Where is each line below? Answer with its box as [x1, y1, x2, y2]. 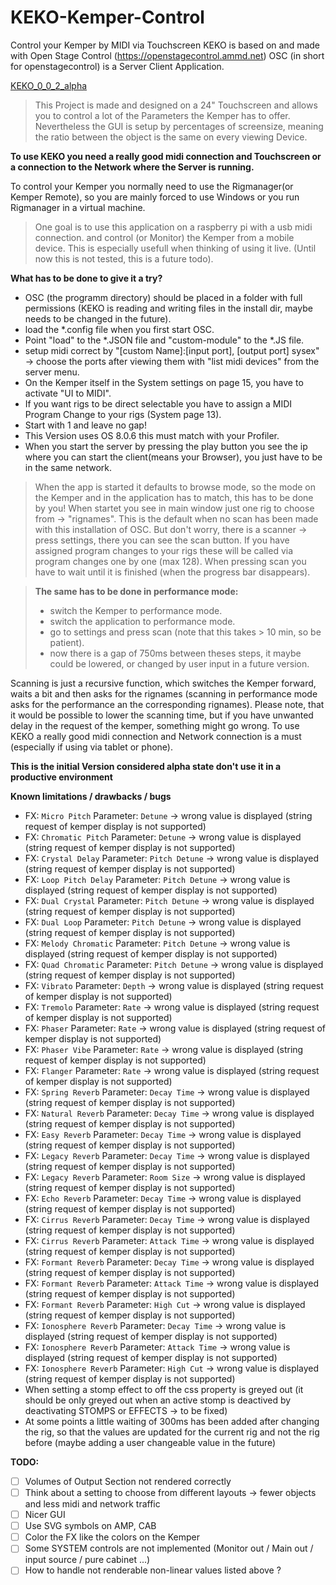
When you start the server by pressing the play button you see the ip [24, 440, 308, 452]
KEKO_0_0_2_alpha [10, 79, 88, 91]
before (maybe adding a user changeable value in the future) [24, 1436, 277, 1448]
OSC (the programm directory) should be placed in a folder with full [24, 291, 303, 303]
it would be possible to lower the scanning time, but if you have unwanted [10, 709, 314, 721]
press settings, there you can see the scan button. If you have [34, 534, 290, 546]
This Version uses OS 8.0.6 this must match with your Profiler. [24, 429, 280, 441]
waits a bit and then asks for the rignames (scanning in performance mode [10, 687, 318, 700]
